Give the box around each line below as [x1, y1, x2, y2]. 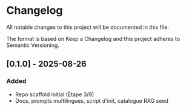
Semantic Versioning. [6, 41, 59, 49]
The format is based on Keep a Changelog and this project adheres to [6, 35, 181, 42]
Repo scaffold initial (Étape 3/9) [15, 91, 95, 98]
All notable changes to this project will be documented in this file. [6, 23, 170, 31]
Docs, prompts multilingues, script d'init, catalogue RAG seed [15, 97, 168, 104]
